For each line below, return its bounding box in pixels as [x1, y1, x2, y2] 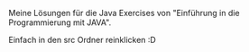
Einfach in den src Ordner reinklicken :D [8, 35, 157, 45]
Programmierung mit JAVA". [8, 17, 112, 28]
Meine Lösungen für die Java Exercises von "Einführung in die [8, 8, 240, 18]
